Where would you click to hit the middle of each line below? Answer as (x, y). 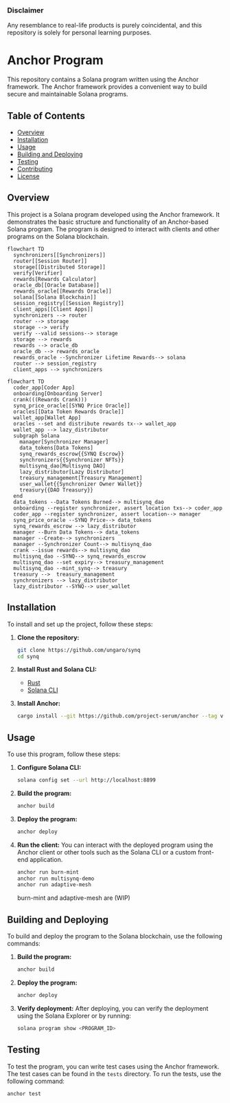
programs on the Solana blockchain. (58, 236)
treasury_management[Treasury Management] (81, 478)
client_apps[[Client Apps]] (54, 309)
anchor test (24, 1093)
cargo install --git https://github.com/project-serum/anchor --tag (117, 716)
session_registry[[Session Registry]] (69, 303)
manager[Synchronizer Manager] (64, 442)
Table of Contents (46, 116)
